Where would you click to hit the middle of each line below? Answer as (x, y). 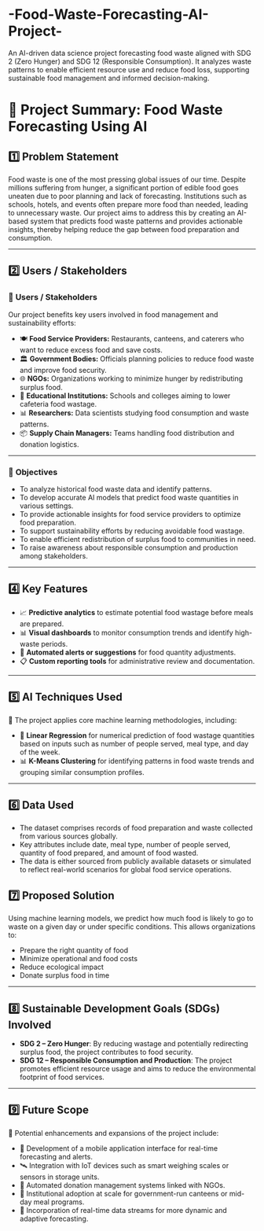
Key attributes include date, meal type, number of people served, (125, 845)
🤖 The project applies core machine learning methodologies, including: (123, 720)
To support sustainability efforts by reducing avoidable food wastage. (132, 531)
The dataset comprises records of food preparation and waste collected (136, 828)
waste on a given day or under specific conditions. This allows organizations (132, 927)
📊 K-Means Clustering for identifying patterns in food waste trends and (137, 761)
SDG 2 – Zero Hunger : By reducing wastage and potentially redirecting (134, 1043)
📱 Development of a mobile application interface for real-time (119, 1148)
